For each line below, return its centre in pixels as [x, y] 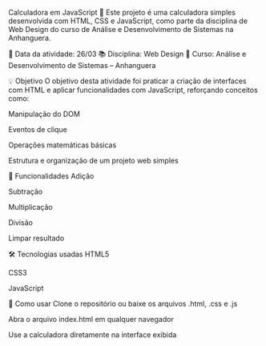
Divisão [21, 223]
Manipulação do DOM [44, 114]
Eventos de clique [38, 129]
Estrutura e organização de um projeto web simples [93, 161]
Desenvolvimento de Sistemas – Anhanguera [82, 65]
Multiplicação [31, 207]
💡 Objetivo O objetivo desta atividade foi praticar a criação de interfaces [127, 81]
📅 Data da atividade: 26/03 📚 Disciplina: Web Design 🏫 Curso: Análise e [127, 54]
